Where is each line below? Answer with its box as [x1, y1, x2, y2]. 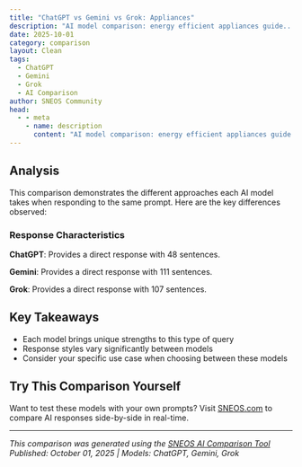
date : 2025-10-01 [9, 30, 75, 39]
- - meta [17, 113, 50, 122]
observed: [9, 206, 48, 216]
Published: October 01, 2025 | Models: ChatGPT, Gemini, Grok [9, 447, 240, 458]
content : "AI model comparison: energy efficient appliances [32, 130, 268, 139]
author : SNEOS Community [9, 96, 102, 106]
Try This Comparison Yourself [9, 379, 182, 394]
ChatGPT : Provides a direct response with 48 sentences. [9, 249, 221, 260]
